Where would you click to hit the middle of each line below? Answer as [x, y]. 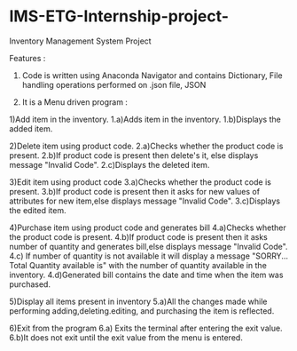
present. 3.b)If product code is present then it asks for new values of [134, 191]
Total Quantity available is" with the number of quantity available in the [138, 265]
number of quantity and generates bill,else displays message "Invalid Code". [148, 246]
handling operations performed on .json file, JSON [114, 84]
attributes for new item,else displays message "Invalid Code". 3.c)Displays [145, 201]
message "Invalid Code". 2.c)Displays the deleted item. [109, 164]
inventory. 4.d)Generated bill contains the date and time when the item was [146, 275]
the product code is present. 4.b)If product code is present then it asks [138, 236]
